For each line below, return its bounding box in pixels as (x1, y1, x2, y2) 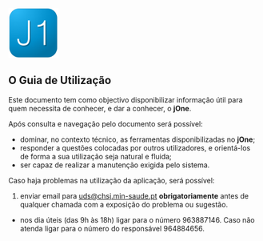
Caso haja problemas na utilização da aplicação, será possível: (8, 175, 215, 185)
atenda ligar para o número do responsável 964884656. (19, 223, 205, 233)
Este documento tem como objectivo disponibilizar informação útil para (8, 94, 243, 104)
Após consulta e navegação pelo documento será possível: (8, 118, 203, 128)
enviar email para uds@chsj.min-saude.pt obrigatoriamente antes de (19, 191, 249, 200)
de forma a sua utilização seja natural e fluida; (19, 151, 172, 161)
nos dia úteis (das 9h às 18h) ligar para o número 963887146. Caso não (19, 215, 255, 224)
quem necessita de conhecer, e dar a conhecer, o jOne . (8, 103, 192, 113)
